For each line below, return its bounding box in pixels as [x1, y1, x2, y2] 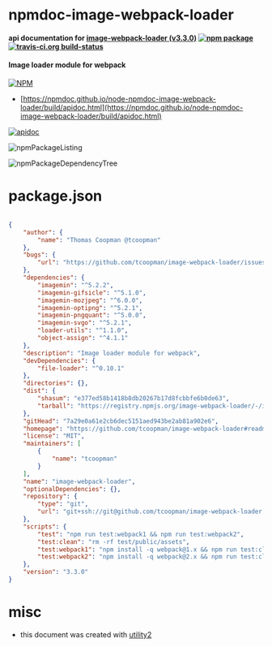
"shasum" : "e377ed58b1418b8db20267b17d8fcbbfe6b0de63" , [37, 395, 230, 403]
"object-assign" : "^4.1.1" [37, 334, 129, 343]
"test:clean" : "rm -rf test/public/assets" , [37, 537, 190, 546]
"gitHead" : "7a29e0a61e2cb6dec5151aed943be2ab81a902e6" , [23, 416, 219, 425]
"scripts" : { [23, 522, 67, 531]
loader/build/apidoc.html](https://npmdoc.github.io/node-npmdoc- [19, 102, 244, 112]
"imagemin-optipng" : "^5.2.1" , [37, 304, 143, 312]
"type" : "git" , [37, 500, 89, 508]
